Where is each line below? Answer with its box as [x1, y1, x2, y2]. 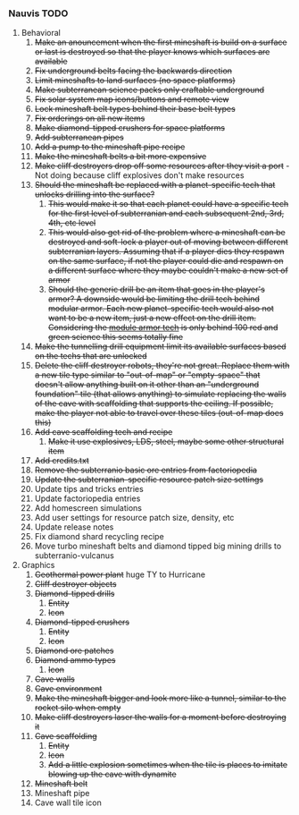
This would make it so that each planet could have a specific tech [47, 199, 289, 209]
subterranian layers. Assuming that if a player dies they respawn [47, 246, 285, 257]
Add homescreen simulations [34, 503, 142, 514]
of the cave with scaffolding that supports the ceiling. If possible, [34, 398, 274, 409]
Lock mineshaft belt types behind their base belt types [34, 104, 236, 115]
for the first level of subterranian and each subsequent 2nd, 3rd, [47, 208, 285, 219]
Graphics [21, 560, 55, 571]
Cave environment [34, 683, 103, 694]
